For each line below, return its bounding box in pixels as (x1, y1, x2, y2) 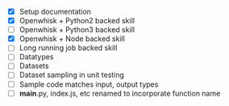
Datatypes (19, 52, 54, 62)
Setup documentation (19, 7, 92, 16)
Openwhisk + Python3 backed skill (19, 25, 135, 35)
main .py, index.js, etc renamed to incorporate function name (19, 88, 221, 98)
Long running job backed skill (19, 43, 118, 53)
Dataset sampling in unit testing (19, 70, 124, 79)
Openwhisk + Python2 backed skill (19, 16, 135, 26)
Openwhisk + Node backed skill (19, 34, 126, 43)
